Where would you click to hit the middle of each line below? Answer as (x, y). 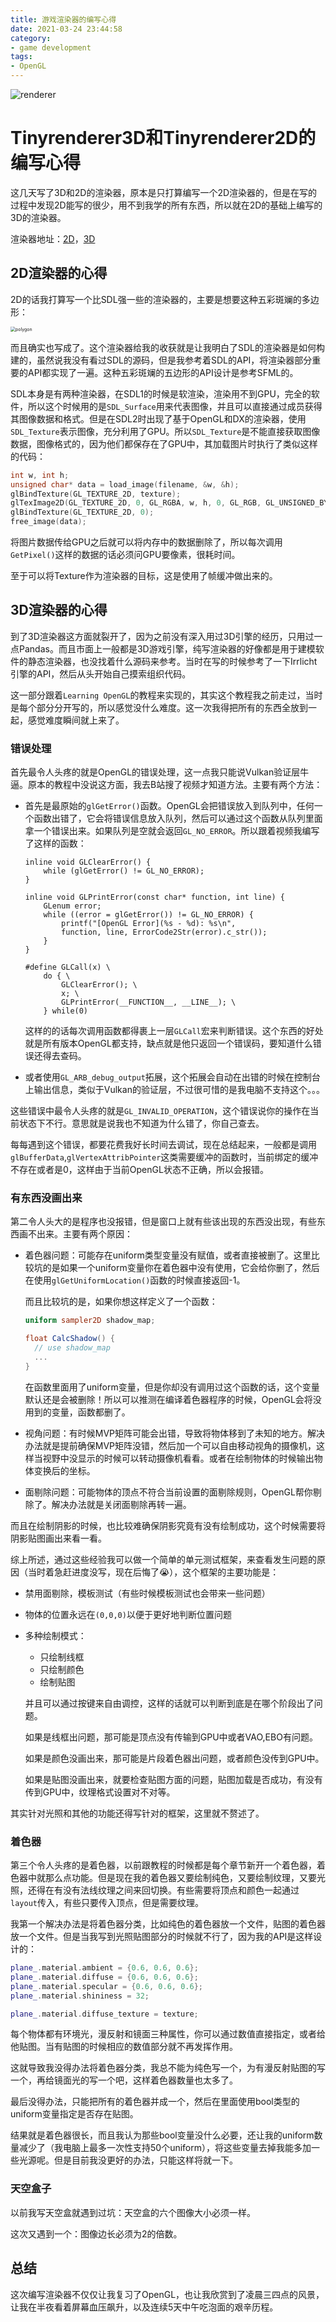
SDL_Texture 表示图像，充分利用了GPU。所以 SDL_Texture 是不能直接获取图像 (165, 431)
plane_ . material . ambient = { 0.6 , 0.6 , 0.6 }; (104, 1968)
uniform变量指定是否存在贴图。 (74, 2114)
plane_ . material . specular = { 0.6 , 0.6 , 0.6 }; (106, 1986)
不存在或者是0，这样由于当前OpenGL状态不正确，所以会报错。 (139, 1170)
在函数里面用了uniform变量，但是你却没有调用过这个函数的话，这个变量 (172, 1387)
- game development (51, 47)
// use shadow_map (72, 1348)
